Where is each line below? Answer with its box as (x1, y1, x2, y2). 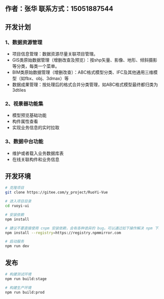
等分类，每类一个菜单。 (12, 63, 60, 69)
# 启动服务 (5, 239, 24, 244)
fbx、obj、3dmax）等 (25, 76, 69, 82)
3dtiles (12, 87, 26, 93)
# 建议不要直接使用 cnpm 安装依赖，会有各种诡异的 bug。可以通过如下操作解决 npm (5, 225, 153, 231)
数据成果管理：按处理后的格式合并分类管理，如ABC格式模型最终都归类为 (12, 82, 158, 87)
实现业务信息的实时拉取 (12, 125, 60, 131)
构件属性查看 (12, 118, 38, 124)
